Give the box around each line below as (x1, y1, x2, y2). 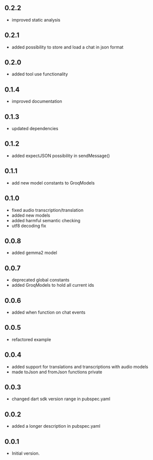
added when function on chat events (11, 309, 86, 315)
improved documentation (11, 98, 62, 104)
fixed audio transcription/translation (11, 207, 84, 213)
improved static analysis (11, 17, 60, 23)
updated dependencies (11, 126, 58, 132)
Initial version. (11, 450, 40, 456)
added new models (11, 212, 51, 218)
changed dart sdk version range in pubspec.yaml (11, 396, 111, 402)
